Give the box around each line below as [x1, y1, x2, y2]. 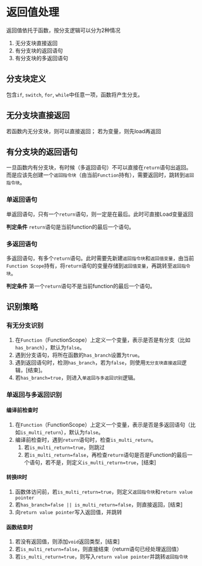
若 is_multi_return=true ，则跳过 [24, 444, 105, 451]
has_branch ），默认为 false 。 [14, 344, 86, 351]
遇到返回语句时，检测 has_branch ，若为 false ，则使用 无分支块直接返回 [14, 359, 182, 366]
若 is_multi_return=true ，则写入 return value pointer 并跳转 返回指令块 [14, 553, 188, 561]
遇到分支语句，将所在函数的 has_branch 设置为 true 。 [14, 351, 144, 359]
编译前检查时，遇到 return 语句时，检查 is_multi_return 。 [14, 436, 157, 443]
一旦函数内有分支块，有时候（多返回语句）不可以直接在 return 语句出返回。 [6, 164, 192, 171]
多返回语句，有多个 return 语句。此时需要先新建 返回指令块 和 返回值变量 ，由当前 [6, 254, 194, 262]
